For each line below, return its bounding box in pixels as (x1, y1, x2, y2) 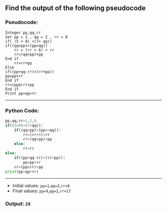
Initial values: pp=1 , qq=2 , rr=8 (12, 183, 70, 189)
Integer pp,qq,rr (5, 30, 41, 35)
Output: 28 (5, 201, 31, 208)
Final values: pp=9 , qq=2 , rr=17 (12, 188, 71, 194)
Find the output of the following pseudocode (5, 4, 146, 12)
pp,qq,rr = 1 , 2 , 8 (5, 118, 37, 123)
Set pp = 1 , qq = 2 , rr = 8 (5, 34, 68, 39)
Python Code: (5, 107, 39, 114)
